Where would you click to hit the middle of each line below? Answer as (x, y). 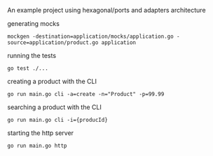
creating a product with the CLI (52, 81)
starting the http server (41, 133)
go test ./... (28, 69)
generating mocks (33, 23)
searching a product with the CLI (54, 107)
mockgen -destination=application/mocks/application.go (90, 36)
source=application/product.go (53, 43)
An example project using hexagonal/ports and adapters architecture (106, 10)
